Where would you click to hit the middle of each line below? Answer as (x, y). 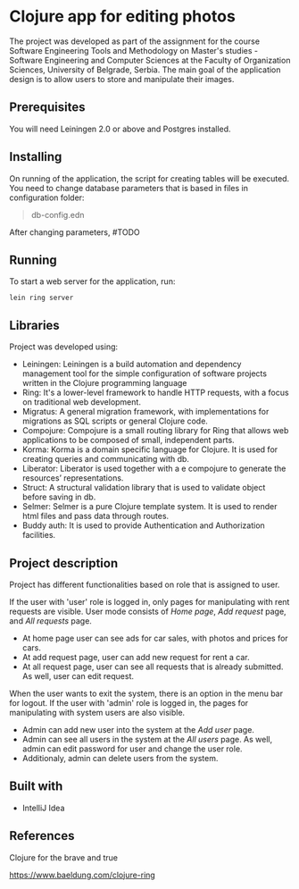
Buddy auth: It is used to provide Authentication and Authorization (143, 525)
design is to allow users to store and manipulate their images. (122, 79)
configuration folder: (47, 197)
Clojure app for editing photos (123, 17)
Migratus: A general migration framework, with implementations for (145, 412)
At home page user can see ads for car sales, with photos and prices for (155, 638)
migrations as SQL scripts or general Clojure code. (115, 421)
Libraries (34, 325)
